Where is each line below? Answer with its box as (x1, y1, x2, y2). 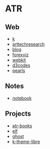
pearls (12, 68, 25, 74)
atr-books (12, 123, 32, 129)
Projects (5, 110, 31, 118)
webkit (12, 57, 26, 63)
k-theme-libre (12, 139, 40, 145)
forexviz (12, 52, 29, 58)
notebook (12, 95, 32, 101)
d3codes (12, 63, 30, 68)
